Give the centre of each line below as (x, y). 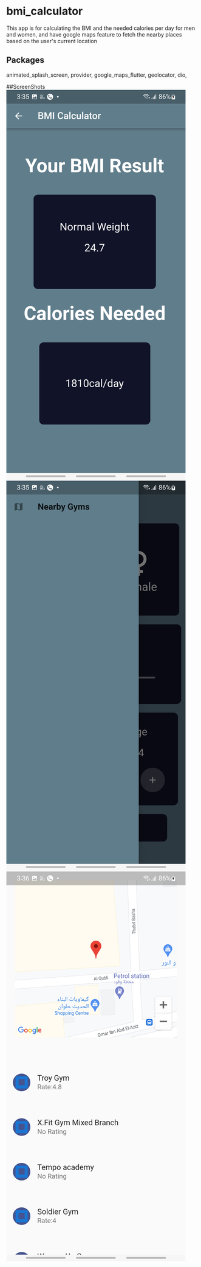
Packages (25, 60)
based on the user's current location (52, 41)
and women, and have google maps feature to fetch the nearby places (94, 34)
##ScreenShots (26, 86)
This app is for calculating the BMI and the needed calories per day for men (101, 28)
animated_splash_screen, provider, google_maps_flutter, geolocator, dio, (97, 75)
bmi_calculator (45, 11)
